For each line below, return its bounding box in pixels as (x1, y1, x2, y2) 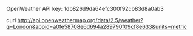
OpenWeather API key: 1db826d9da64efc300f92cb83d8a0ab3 (6, 5, 164, 12)
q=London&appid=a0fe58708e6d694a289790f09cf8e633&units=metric (6, 23, 187, 30)
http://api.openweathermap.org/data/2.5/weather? (17, 17, 144, 23)
